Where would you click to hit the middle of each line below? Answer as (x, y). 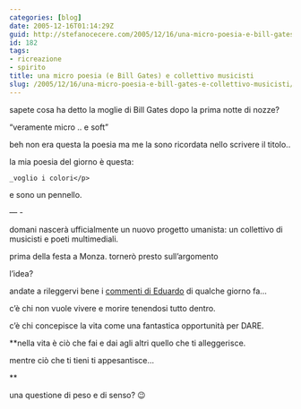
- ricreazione (36, 59)
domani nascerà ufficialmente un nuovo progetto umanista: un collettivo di (146, 229)
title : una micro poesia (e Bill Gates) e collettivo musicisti (132, 76)
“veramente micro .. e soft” (59, 127)
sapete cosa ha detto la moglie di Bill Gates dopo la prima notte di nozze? (145, 109)
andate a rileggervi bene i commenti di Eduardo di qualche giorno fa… (138, 291)
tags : (19, 51)
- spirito (28, 68)
